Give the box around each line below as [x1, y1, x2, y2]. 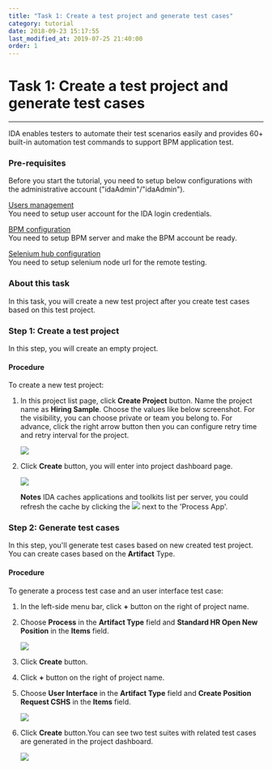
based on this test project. [8, 305, 96, 315]
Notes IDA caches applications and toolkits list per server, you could [19, 492, 249, 502]
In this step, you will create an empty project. [8, 343, 159, 353]
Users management [8, 200, 74, 210]
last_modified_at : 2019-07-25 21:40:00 [8, 34, 143, 43]
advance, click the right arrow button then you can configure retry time [19, 422, 257, 432]
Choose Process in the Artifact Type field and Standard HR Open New [19, 617, 258, 627]
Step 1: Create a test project [8, 325, 120, 337]
